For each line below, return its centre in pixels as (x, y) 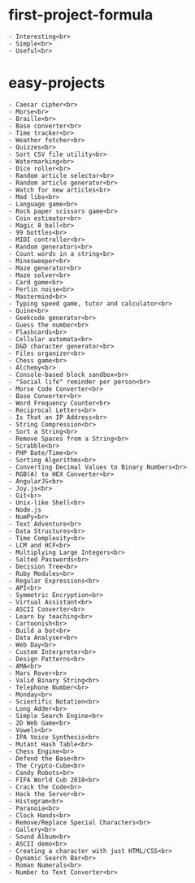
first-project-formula (81, 15)
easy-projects (57, 83)
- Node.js (25, 509)
